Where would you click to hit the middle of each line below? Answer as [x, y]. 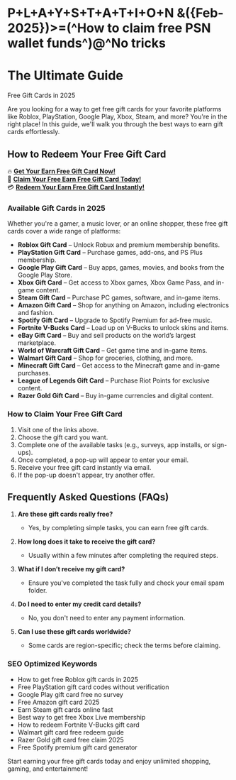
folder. [38, 591]
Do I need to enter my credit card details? [79, 604]
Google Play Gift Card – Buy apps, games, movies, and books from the [121, 268]
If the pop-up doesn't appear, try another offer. [86, 475]
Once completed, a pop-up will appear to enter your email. [103, 460]
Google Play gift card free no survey [71, 694]
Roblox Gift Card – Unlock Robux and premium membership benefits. [119, 245]
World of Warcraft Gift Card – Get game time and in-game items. [112, 351]
